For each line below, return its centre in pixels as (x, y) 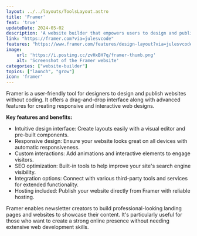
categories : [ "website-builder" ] (47, 66)
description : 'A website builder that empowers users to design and (91, 33)
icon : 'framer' (25, 77)
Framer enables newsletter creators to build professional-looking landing (94, 208)
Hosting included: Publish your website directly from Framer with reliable (102, 191)
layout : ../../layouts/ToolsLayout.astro (57, 11)
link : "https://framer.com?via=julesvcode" (60, 39)
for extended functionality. (47, 184)
